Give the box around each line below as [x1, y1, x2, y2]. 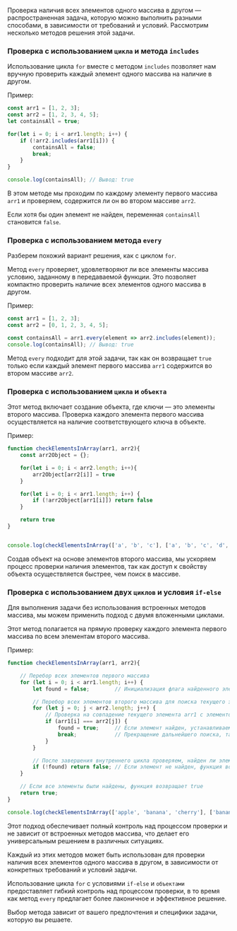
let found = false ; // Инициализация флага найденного [32, 686, 219, 693]
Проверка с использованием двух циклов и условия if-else [7, 587, 221, 597]
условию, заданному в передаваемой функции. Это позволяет [7, 272, 197, 282]
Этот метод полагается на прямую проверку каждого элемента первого [7, 625, 227, 633]
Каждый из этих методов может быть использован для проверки [7, 850, 205, 859]
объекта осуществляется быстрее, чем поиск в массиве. [7, 569, 181, 578]
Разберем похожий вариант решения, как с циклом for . [7, 251, 176, 260]
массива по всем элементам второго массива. [7, 632, 150, 641]
